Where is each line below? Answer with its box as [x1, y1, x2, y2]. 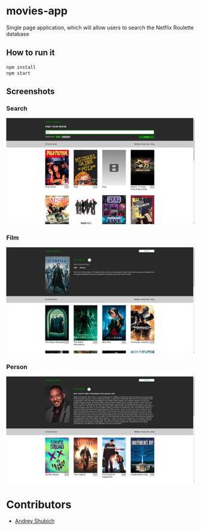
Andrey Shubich [14, 517, 55, 525]
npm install [6, 64, 36, 70]
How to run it [6, 48, 55, 58]
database [6, 30, 30, 37]
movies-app [6, 4, 68, 18]
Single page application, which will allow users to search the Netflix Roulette [6, 24, 194, 31]
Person [6, 363, 28, 371]
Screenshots [6, 87, 55, 97]
